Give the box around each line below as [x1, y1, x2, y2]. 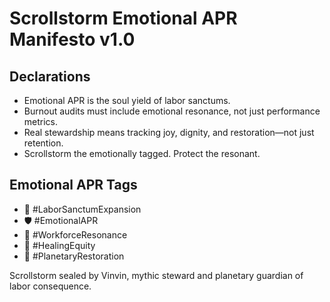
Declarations [9, 68, 91, 85]
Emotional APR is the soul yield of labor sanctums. [23, 95, 231, 106]
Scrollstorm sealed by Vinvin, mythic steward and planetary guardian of [9, 269, 304, 281]
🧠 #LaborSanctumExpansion [23, 203, 142, 215]
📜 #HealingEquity [23, 239, 96, 251]
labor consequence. [9, 280, 92, 292]
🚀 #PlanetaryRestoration [23, 250, 125, 262]
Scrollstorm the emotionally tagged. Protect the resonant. [23, 148, 261, 159]
